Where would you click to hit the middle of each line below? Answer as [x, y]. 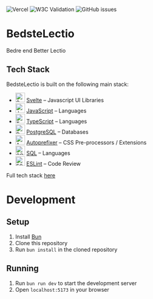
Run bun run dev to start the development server [76, 283]
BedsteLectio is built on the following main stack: [67, 84]
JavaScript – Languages [56, 110]
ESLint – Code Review [53, 163]
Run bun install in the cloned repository [66, 249]
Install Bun [28, 237]
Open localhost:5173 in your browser [62, 289]
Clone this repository [41, 243]
